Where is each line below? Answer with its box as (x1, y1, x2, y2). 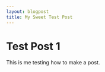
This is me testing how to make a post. (6, 59, 100, 66)
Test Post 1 (6, 40, 61, 53)
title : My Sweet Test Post (6, 14, 73, 20)
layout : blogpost (6, 8, 49, 15)
